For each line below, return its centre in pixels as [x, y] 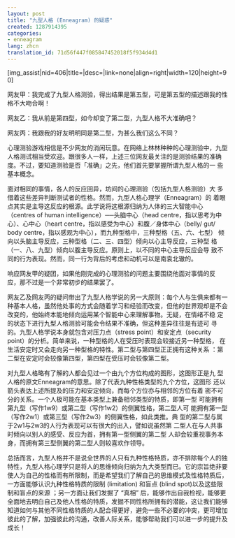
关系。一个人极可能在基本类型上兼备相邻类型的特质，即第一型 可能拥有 [121, 399]
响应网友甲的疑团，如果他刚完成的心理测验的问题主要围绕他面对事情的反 [111, 273]
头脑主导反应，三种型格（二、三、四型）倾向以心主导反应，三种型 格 [118, 241]
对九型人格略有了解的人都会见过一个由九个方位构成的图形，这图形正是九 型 [115, 373]
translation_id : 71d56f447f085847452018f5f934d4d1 [83, 53]
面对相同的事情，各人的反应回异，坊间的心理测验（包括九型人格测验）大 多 [115, 189]
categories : [24, 33]
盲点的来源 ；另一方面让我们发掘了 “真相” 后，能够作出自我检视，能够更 [123, 493]
